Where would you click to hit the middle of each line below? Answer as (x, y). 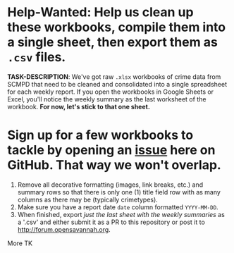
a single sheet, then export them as (113, 42)
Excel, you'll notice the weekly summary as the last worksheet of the (107, 99)
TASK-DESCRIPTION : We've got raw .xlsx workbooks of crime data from (114, 76)
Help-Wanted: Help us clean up (100, 12)
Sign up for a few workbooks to (100, 135)
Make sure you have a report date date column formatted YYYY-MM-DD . (118, 207)
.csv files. (37, 57)
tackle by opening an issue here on (111, 150)
